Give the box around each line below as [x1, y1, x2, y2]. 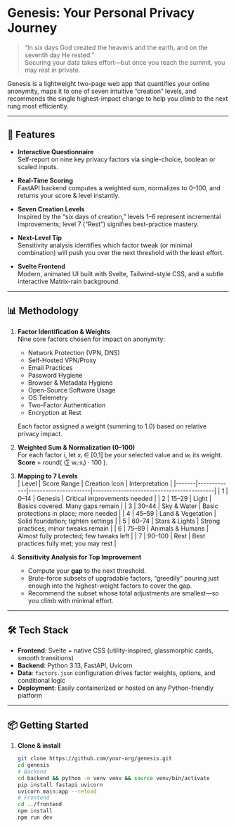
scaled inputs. [17, 162, 58, 171]
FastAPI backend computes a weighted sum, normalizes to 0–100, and [17, 183, 221, 192]
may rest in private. [24, 66, 81, 74]
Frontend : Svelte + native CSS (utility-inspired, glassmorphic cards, [17, 646, 214, 655]
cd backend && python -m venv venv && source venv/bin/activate [17, 774, 210, 781]
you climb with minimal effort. [27, 596, 114, 605]
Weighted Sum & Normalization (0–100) [17, 443, 136, 452]
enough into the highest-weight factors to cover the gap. [27, 581, 192, 590]
